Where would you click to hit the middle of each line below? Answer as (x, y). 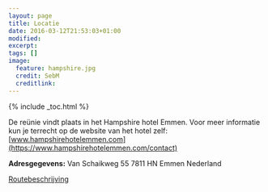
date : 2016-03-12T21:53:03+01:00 (65, 31)
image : (19, 61)
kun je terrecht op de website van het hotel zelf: (88, 131)
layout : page (30, 16)
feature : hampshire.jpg (55, 69)
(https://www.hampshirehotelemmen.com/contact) (93, 148)
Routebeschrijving (38, 179)
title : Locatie (34, 23)
